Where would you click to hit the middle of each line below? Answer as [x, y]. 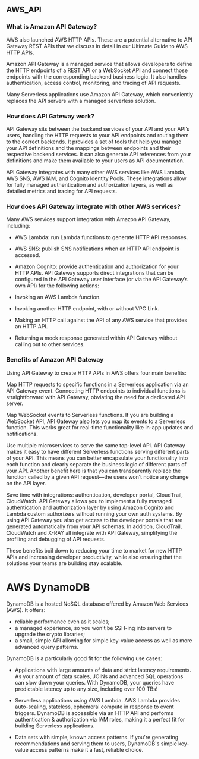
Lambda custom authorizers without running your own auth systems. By [94, 513]
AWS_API [24, 10]
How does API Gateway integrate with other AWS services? [94, 206]
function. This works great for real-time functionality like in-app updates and [100, 427]
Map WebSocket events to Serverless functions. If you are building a [90, 415]
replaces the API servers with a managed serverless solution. [81, 101]
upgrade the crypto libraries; [50, 634]
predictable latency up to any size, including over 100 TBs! [86, 689]
